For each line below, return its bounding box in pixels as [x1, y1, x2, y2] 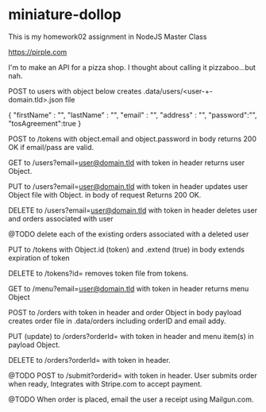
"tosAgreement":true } [8, 118, 82, 128]
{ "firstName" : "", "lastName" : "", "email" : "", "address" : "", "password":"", [8, 110, 257, 120]
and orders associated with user [8, 214, 114, 223]
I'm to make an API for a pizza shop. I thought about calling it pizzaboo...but [8, 62, 256, 72]
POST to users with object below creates [8, 86, 142, 96]
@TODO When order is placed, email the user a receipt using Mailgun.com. [8, 395, 254, 404]
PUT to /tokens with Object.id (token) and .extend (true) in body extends [8, 245, 245, 254]
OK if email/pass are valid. [8, 142, 94, 152]
